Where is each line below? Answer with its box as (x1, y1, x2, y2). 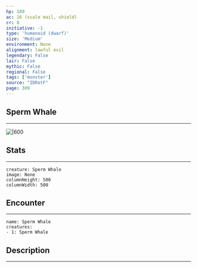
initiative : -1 (6, 25, 43, 31)
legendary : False (6, 52, 49, 58)
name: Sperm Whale (6, 219, 51, 225)
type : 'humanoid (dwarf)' (6, 31, 69, 37)
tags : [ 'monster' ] (6, 74, 51, 80)
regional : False (6, 69, 46, 75)
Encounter (6, 198, 45, 208)
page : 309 (6, 85, 30, 91)
